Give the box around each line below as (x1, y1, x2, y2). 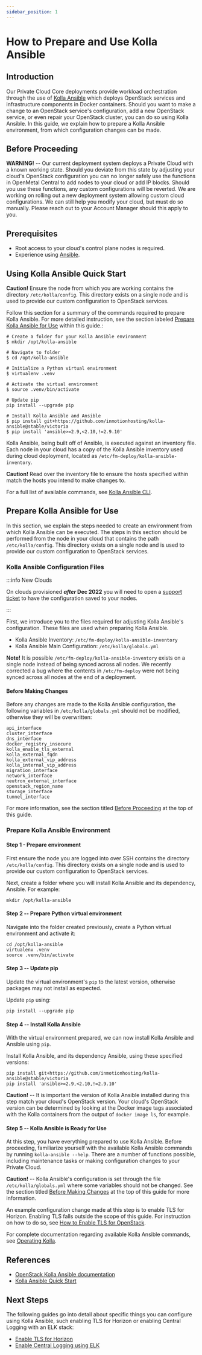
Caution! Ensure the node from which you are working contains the (6, 285, 174, 292)
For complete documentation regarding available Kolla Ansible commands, (6, 1231, 191, 1238)
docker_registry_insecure (6, 741, 71, 747)
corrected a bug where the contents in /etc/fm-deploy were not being (6, 667, 180, 674)
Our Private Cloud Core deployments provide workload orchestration (6, 88, 177, 95)
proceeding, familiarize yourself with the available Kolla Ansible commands (6, 1144, 192, 1151)
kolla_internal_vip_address (6, 762, 77, 768)
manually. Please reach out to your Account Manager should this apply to (6, 205, 189, 212)
